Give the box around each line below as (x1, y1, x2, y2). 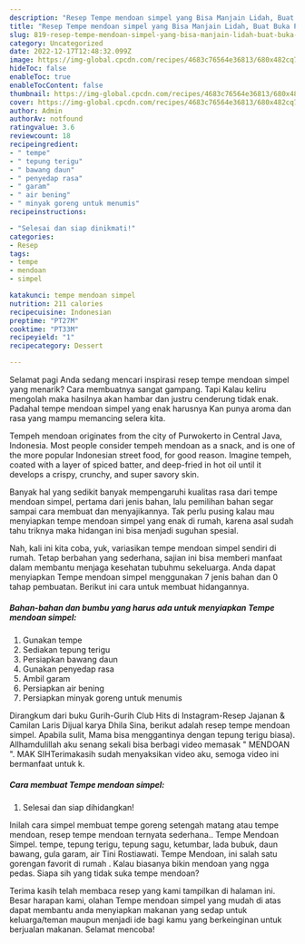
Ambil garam (22, 673, 71, 683)
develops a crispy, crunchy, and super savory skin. (9, 469, 200, 479)
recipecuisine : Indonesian (9, 308, 112, 317)
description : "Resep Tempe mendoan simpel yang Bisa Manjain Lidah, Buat (9, 13, 295, 23)
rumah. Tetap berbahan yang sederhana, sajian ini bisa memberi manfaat (9, 553, 283, 563)
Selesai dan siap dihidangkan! (22, 801, 134, 812)
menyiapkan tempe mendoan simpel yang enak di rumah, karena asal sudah (9, 516, 294, 526)
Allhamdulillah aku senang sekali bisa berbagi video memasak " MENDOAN (9, 739, 290, 750)
